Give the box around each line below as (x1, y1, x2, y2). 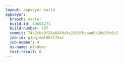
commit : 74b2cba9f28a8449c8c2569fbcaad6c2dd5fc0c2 (10, 30, 118, 35)
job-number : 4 (10, 40, 39, 45)
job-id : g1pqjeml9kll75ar (10, 35, 65, 40)
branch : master (10, 16, 42, 21)
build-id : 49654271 (10, 21, 51, 26)
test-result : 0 (10, 49, 42, 54)
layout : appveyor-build (5, 7, 55, 12)
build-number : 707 (10, 26, 49, 31)
